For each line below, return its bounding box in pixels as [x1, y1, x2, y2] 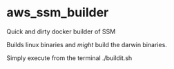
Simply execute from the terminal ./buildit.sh [6, 53, 133, 62]
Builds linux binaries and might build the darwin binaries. [6, 40, 167, 49]
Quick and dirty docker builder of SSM [6, 27, 116, 36]
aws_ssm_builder [6, 5, 109, 20]
